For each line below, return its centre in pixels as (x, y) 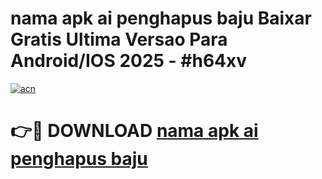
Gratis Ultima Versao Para (119, 39)
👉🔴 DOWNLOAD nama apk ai (134, 131)
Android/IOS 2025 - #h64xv (129, 61)
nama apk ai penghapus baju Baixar (161, 18)
